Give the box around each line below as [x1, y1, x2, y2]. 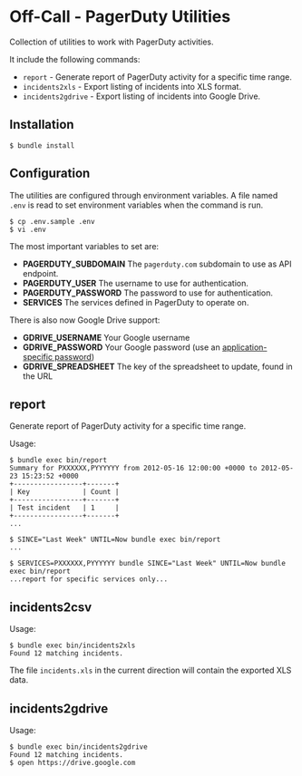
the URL [22, 370, 54, 382]
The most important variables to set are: [9, 240, 160, 251]
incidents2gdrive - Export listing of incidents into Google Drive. [22, 91, 261, 102]
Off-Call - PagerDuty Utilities [9, 6, 231, 27]
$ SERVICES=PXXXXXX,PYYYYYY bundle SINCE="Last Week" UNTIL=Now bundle [9, 559, 286, 568]
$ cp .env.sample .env [9, 217, 95, 226]
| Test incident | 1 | [9, 503, 120, 513]
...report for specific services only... [9, 575, 169, 584]
